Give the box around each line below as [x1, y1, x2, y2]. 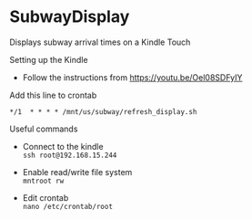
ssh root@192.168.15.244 [22, 151, 117, 160]
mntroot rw [22, 176, 65, 185]
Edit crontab [22, 192, 69, 203]
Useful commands [9, 123, 78, 134]
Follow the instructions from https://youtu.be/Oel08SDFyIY [22, 71, 243, 83]
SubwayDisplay [9, 6, 130, 27]
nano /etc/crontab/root [22, 202, 114, 211]
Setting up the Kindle [9, 54, 88, 65]
